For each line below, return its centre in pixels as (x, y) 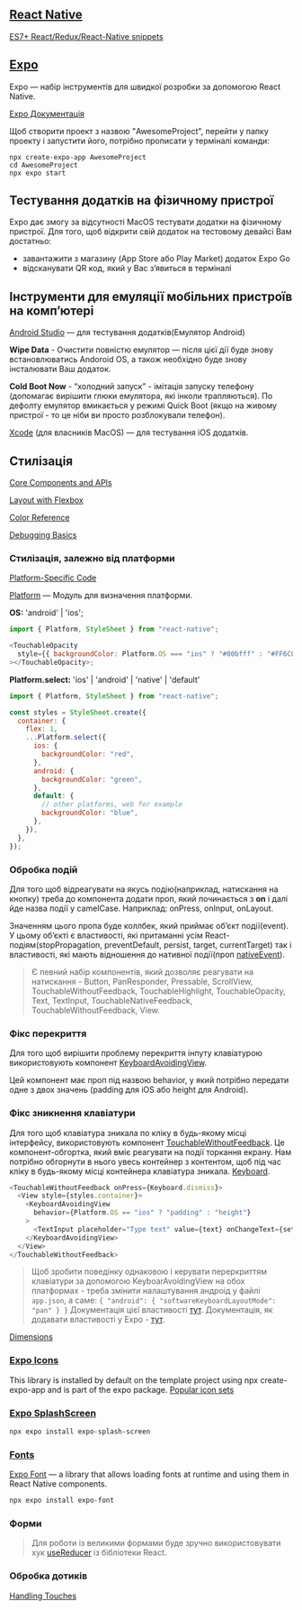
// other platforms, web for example (112, 805)
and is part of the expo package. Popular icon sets (141, 1389)
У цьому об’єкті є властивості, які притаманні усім (107, 935)
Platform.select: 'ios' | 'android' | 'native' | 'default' (105, 679)
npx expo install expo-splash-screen (80, 1432)
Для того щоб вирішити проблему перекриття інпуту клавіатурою (136, 1053)
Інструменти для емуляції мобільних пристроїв (151, 296)
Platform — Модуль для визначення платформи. (101, 596)
